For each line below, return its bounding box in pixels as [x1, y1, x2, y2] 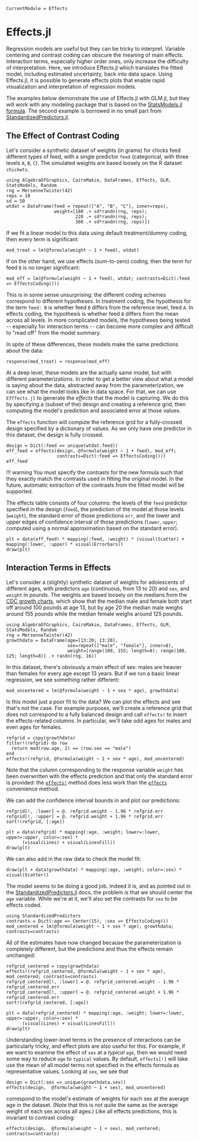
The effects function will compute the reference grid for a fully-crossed [6, 418, 182, 425]
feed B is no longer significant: [6, 264, 80, 271]
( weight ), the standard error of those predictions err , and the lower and [6, 512, 181, 519]
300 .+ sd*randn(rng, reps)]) [75, 219, 150, 225]
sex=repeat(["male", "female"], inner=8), [67, 642, 174, 649]
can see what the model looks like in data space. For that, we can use [6, 388, 176, 395]
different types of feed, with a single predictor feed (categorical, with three [6, 153, 189, 160]
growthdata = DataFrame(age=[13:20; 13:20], [6, 637, 118, 643]
